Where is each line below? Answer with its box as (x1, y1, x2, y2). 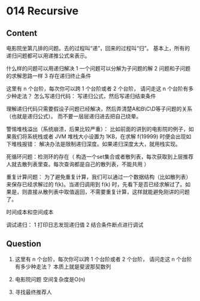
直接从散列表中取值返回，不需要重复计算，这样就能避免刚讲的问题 (26, 188, 190, 195)
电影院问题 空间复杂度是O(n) (14, 275, 86, 282)
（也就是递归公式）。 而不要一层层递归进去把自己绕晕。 (6, 113, 142, 120)
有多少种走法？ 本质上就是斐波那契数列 (14, 263, 111, 270)
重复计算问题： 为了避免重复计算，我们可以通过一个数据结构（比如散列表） (6, 174, 192, 180)
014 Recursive (6, 4, 79, 18)
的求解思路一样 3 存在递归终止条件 (6, 72, 92, 79)
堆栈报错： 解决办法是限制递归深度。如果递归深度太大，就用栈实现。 (11, 141, 181, 147)
